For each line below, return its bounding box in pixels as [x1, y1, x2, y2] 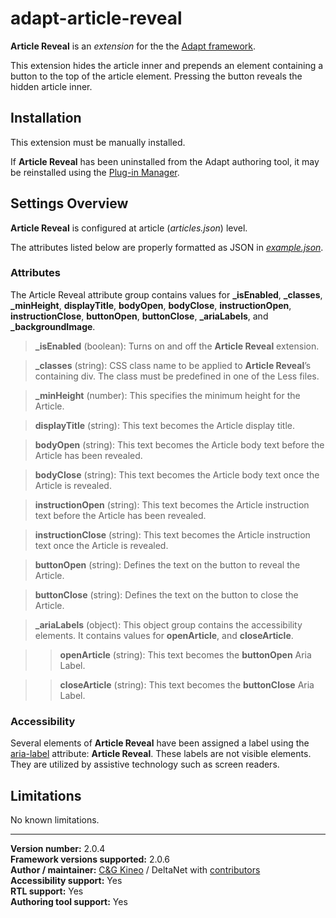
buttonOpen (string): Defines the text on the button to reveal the [34, 558, 301, 571]
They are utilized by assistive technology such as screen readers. [10, 758, 280, 771]
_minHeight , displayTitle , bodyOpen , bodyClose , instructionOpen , [10, 299, 292, 311]
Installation [10, 110, 82, 127]
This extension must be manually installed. [10, 136, 186, 148]
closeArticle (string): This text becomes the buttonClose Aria [59, 678, 315, 691]
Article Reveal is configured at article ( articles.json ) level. [10, 222, 248, 234]
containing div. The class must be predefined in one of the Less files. [34, 370, 320, 382]
